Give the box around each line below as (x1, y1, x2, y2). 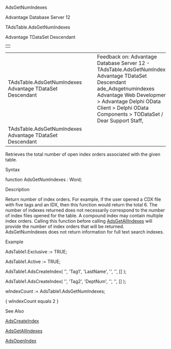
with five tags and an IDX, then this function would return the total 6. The (5, 202, 158, 207)
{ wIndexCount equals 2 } (5, 298, 59, 304)
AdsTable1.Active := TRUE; (5, 259, 61, 265)
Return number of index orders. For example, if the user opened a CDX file (5, 196, 161, 202)
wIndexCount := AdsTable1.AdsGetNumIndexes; (5, 288, 105, 294)
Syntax (5, 167, 20, 173)
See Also (5, 308, 24, 314)
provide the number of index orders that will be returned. (5, 223, 125, 229)
